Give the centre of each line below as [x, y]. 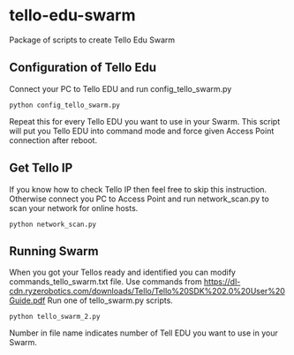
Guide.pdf [27, 300]
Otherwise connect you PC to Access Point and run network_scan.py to [139, 199]
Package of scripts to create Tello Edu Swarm [92, 40]
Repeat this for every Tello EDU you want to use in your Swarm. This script [145, 121]
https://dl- [222, 282]
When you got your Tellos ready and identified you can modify [123, 272]
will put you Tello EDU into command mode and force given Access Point [142, 131]
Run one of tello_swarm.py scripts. [110, 300]
